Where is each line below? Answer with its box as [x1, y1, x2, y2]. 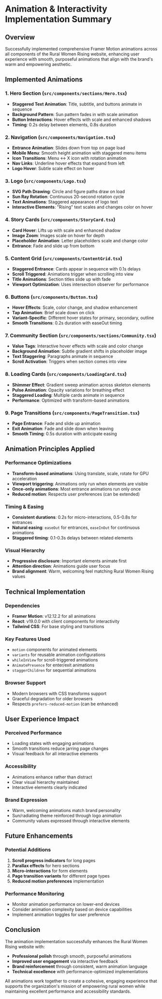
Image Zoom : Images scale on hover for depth [12, 232, 105, 238]
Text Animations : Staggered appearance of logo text [12, 199, 118, 205]
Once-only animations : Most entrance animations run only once [12, 486, 141, 491]
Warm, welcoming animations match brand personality [12, 807, 121, 813]
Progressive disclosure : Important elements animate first [12, 558, 127, 564]
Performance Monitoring [5, 890, 64, 897]
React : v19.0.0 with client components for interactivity [12, 618, 120, 625]
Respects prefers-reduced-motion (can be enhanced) [12, 701, 118, 707]
